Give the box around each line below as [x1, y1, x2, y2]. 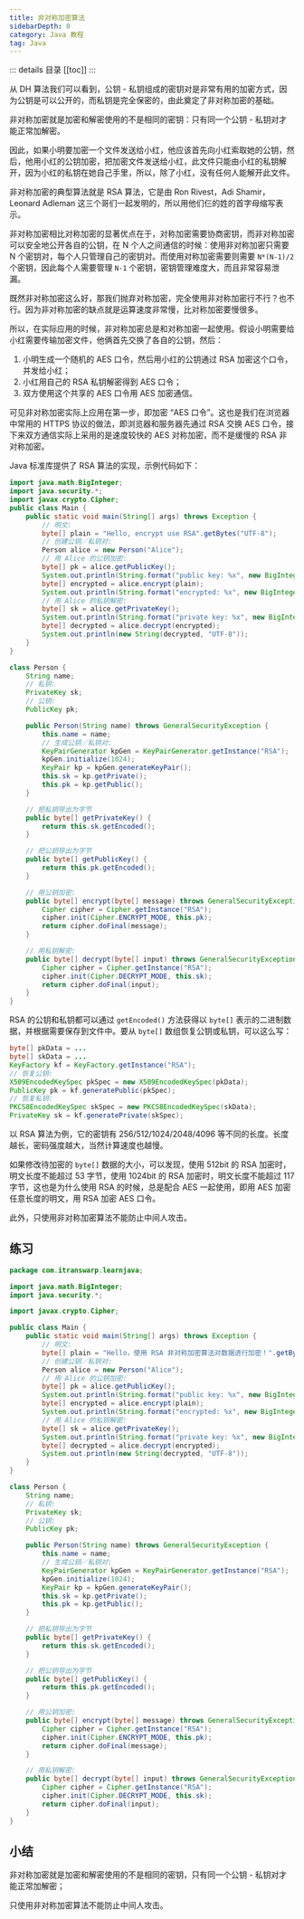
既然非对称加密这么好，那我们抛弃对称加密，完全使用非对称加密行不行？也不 [9, 293, 295, 304]
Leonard [9, 198, 41, 209]
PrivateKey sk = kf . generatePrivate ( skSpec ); [9, 1111, 184, 1120]
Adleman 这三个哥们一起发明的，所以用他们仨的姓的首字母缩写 [42, 198, 276, 209]
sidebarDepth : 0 [9, 22, 71, 31]
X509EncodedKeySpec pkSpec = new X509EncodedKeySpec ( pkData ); [9, 1078, 249, 1087]
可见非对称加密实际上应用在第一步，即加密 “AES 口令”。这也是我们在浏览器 [9, 407, 290, 418]
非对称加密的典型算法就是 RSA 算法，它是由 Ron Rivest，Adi [9, 186, 234, 197]
